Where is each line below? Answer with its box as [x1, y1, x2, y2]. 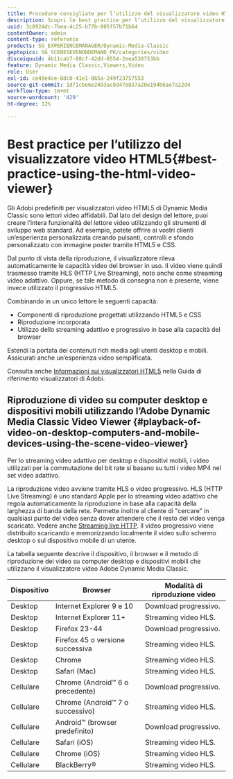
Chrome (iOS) [55, 748, 101, 758]
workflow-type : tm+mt [7, 87, 70, 94]
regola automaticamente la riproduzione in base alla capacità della [7, 499, 197, 508]
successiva [55, 644, 92, 653]
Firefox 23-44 [55, 623, 103, 633]
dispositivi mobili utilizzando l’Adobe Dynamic [7, 405, 211, 417]
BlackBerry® [55, 760, 96, 769]
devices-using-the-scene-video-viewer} [7, 438, 189, 450]
